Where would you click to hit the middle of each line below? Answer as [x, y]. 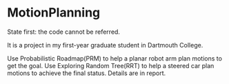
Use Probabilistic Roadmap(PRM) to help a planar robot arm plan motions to [115, 58]
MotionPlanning [54, 13]
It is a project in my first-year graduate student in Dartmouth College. [105, 45]
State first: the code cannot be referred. [64, 32]
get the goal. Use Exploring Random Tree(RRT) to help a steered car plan [111, 65]
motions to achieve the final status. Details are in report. [87, 73]
